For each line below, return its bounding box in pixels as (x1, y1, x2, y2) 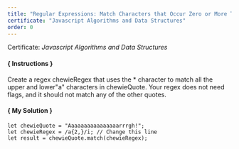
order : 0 (7, 23, 33, 31)
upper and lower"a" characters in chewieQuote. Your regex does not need (7, 82, 225, 91)
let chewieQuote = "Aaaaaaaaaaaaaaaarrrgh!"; (7, 122, 144, 129)
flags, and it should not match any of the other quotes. (7, 90, 167, 99)
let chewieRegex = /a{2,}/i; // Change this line (7, 128, 158, 136)
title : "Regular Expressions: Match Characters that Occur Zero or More (7, 10, 228, 18)
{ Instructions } (7, 59, 53, 67)
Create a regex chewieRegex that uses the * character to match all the (7, 75, 213, 84)
